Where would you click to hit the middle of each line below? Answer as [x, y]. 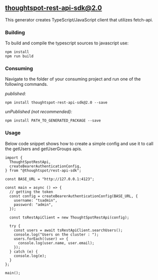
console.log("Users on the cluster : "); [56, 234]
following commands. [26, 84]
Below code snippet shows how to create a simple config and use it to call [79, 143]
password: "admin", [34, 204]
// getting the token [31, 192]
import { [14, 158]
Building [15, 32]
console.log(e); [30, 256]
